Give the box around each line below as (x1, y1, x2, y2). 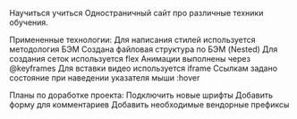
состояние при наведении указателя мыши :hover (9, 72, 200, 83)
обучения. (9, 17, 49, 28)
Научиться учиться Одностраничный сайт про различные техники (9, 8, 264, 18)
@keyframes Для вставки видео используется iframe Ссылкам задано (9, 63, 278, 73)
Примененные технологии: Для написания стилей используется (9, 35, 256, 45)
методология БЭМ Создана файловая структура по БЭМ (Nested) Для (9, 44, 278, 55)
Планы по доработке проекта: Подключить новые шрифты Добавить (9, 89, 274, 100)
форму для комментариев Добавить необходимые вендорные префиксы (9, 99, 290, 110)
